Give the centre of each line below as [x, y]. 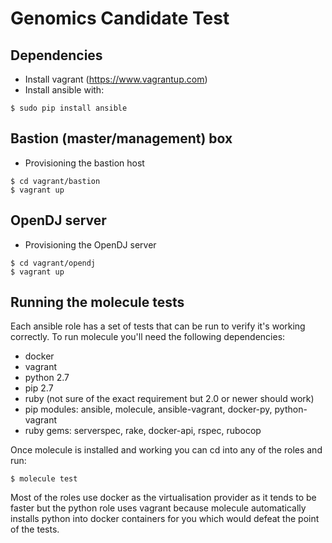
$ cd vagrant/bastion [55, 181]
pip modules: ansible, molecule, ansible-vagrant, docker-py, [148, 409]
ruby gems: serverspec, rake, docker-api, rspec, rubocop [143, 431]
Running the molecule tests [97, 302]
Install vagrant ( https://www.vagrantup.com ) [116, 79]
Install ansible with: [64, 90]
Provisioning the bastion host [84, 163]
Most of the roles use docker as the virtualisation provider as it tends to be [163, 498]
